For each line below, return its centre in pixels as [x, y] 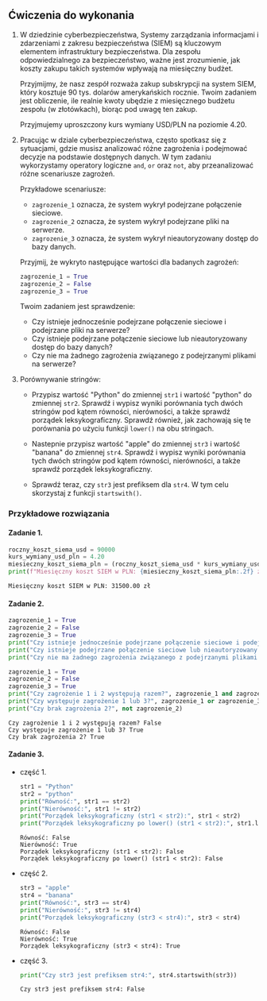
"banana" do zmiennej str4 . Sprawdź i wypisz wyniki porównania [139, 452]
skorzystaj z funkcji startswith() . [87, 493]
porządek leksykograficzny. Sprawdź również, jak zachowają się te [141, 420]
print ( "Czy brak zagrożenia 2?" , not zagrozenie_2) [95, 709]
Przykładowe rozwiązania [59, 514]
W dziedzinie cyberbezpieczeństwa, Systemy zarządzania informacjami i [139, 34]
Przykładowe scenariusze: [63, 189]
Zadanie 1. [26, 532]
